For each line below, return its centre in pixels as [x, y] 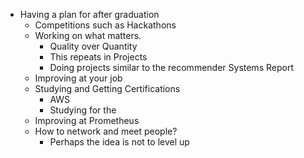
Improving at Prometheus [87, 120]
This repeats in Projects [98, 57]
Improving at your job [78, 78]
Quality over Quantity [93, 46]
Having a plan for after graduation [89, 14]
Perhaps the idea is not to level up [119, 142]
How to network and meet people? [106, 131]
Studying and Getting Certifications [107, 88]
